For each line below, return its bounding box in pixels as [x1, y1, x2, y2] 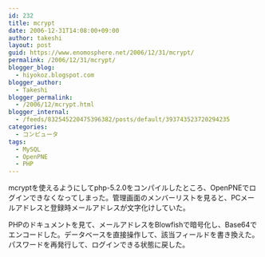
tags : [8, 137, 26, 146]
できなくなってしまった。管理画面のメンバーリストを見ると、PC [29, 193, 241, 203]
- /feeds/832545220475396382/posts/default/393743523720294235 [15, 116, 230, 124]
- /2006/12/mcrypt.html [15, 101, 94, 109]
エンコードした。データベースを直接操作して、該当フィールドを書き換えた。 [8, 230, 259, 239]
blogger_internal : [8, 109, 69, 117]
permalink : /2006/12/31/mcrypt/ [8, 57, 116, 65]
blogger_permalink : [8, 93, 73, 101]
